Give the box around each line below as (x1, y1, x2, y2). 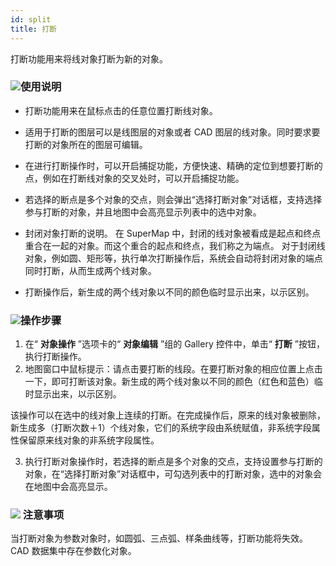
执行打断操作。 (24, 351, 87, 363)
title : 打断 (10, 24, 57, 34)
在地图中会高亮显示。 (24, 481, 113, 493)
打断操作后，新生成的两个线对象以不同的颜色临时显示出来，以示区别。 (24, 286, 315, 298)
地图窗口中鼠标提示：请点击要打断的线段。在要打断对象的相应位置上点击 (24, 363, 323, 375)
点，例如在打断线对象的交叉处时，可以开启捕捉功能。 (24, 172, 245, 184)
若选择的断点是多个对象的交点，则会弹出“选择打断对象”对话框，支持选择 (24, 193, 323, 205)
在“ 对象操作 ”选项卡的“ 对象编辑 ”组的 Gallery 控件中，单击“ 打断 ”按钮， (24, 338, 325, 350)
